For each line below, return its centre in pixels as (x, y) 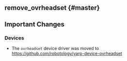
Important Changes (35, 24)
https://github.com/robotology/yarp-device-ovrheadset (67, 54)
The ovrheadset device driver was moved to (55, 49)
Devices (15, 38)
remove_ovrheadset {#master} (52, 8)
